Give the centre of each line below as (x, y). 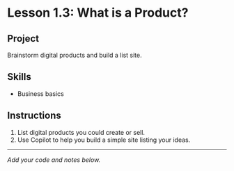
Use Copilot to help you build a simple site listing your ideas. (104, 140)
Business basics (40, 93)
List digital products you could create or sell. (81, 132)
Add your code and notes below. (54, 160)
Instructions (34, 116)
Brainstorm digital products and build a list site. (75, 55)
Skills (19, 77)
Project (23, 39)
